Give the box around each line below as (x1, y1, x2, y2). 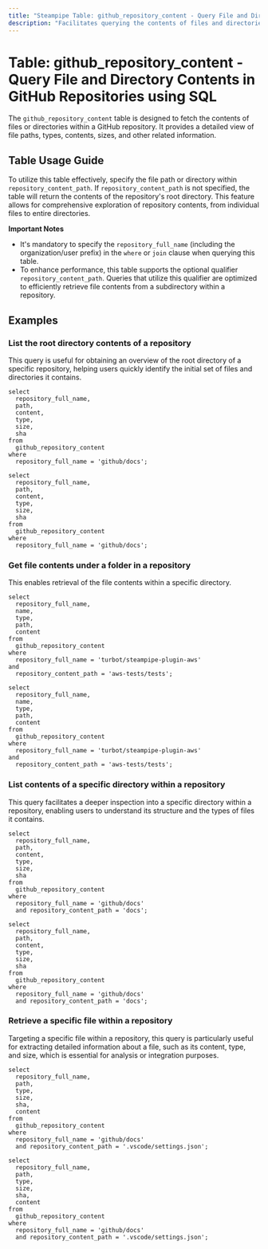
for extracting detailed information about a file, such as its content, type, (8, 1042, 246, 1051)
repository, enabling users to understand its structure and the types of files (8, 806, 255, 815)
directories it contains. (8, 372, 82, 382)
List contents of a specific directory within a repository (8, 779, 226, 790)
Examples (8, 313, 58, 327)
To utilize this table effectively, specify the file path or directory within (8, 175, 238, 184)
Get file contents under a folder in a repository (8, 560, 191, 571)
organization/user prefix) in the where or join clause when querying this (19, 248, 255, 257)
